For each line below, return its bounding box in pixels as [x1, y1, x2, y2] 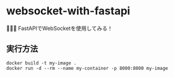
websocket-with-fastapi [6, 4, 131, 18]
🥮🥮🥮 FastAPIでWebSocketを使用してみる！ [6, 24, 113, 32]
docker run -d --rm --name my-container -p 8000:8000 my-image [6, 65, 169, 71]
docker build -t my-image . [6, 60, 77, 66]
